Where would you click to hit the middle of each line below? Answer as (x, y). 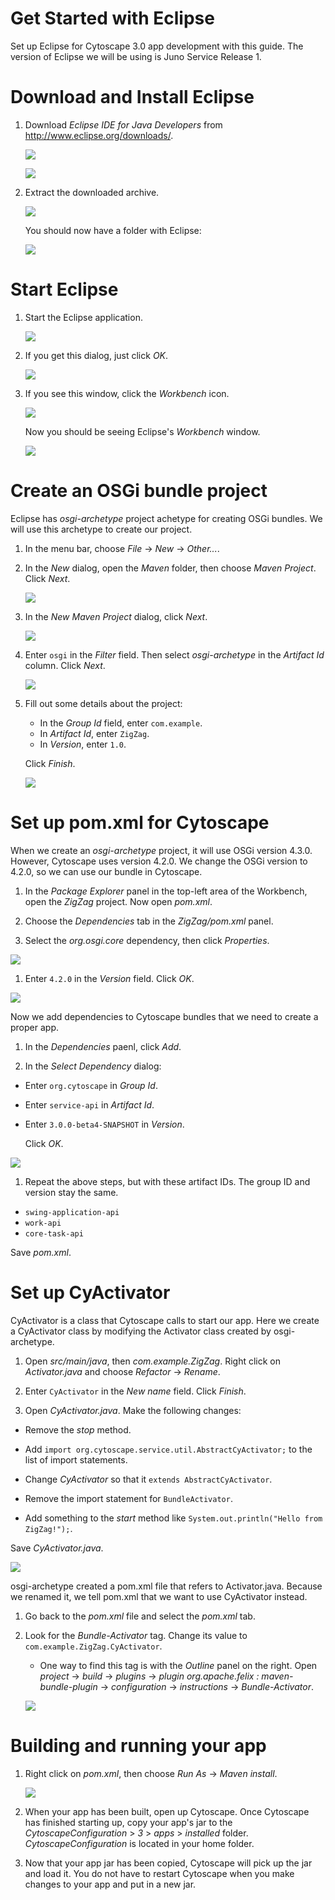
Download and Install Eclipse (132, 97)
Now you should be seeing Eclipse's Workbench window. (142, 431)
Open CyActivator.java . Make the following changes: (133, 1410)
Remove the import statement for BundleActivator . (128, 1498)
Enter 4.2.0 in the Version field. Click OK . (109, 978)
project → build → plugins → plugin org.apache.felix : (149, 1676)
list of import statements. (76, 1459)
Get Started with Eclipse (112, 18)
